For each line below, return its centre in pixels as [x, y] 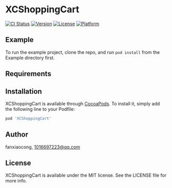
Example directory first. [30, 58]
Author [17, 135]
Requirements [28, 74]
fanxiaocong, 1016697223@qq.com [43, 147]
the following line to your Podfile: [40, 109]
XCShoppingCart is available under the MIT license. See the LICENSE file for [86, 175]
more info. [16, 181]
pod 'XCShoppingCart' [28, 118]
